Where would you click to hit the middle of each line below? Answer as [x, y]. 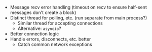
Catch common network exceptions [55, 44]
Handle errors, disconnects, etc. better [50, 39]
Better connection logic [34, 34]
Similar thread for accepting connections [60, 23]
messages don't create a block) [43, 12]
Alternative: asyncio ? [40, 28]
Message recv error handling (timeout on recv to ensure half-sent [78, 7]
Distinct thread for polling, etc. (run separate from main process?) [79, 18]
